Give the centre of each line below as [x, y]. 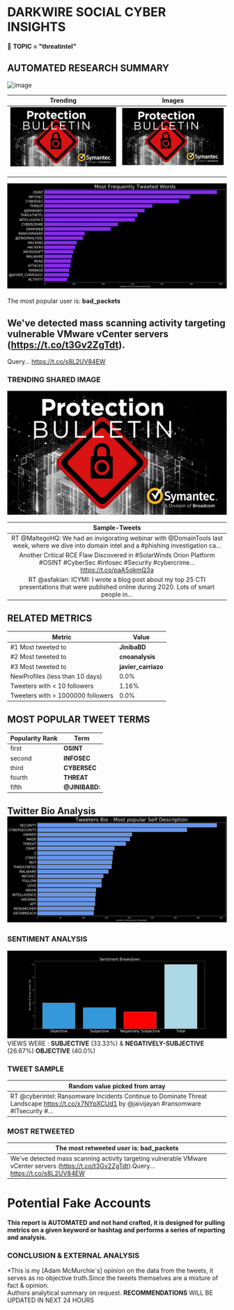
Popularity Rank [34, 738]
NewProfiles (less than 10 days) [56, 676]
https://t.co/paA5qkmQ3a [117, 570]
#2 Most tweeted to [38, 657]
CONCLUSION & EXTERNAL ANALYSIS [73, 1256]
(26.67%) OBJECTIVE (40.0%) [52, 1051]
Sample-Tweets [117, 528]
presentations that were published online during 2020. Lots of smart [117, 587]
